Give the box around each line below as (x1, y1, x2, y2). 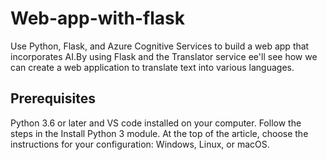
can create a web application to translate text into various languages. (10, 61, 295, 73)
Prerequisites (10, 90, 96, 107)
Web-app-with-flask (10, 7, 185, 30)
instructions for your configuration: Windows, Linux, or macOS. (10, 138, 270, 150)
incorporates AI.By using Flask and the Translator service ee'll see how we (10, 50, 318, 62)
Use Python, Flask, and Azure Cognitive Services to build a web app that (10, 40, 310, 52)
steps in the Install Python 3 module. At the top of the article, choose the (10, 127, 309, 139)
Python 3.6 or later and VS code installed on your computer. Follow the (10, 117, 302, 129)
